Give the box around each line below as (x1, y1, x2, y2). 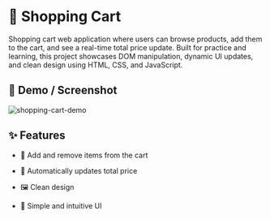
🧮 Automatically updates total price (19, 165, 138, 175)
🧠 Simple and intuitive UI (19, 200, 103, 210)
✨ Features (8, 129, 66, 143)
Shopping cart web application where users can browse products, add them (8, 34, 263, 44)
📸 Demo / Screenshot (8, 84, 118, 97)
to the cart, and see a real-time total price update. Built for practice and (8, 42, 247, 52)
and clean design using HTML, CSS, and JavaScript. (8, 60, 183, 70)
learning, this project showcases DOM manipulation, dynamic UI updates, (8, 51, 254, 61)
